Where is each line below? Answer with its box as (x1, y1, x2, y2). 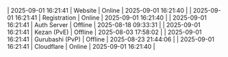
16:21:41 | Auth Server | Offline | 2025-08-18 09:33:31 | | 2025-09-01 (7, 21, 201, 28)
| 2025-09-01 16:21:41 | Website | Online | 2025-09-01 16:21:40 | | (7, 7, 192, 14)
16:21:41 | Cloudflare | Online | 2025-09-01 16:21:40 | (7, 43, 155, 50)
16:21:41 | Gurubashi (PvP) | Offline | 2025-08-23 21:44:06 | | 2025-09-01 (7, 35, 214, 43)
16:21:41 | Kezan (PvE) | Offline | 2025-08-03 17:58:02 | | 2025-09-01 (7, 28, 202, 36)
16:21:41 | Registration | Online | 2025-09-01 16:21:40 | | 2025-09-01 (14, 14, 207, 22)
